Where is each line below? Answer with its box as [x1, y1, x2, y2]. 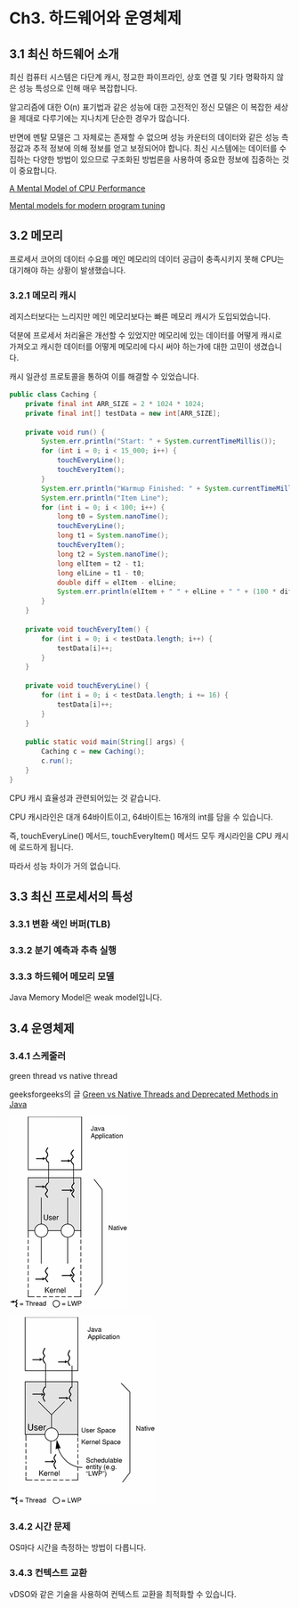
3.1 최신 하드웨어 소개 [9, 46, 119, 61]
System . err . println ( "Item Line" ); [41, 494, 169, 502]
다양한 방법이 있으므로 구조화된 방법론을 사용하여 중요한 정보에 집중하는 [32, 154, 280, 165]
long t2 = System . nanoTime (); [56, 550, 169, 559]
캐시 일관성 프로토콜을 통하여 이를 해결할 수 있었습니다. [9, 371, 199, 382]
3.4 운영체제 [9, 1021, 75, 1036]
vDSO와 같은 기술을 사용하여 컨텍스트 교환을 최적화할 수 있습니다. [9, 1588, 238, 1599]
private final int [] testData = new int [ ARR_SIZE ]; [25, 409, 221, 418]
